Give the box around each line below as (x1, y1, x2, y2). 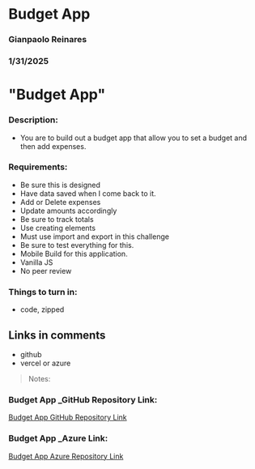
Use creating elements (19, 223, 96, 232)
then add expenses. (19, 141, 87, 151)
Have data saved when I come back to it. (19, 188, 156, 198)
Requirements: (8, 161, 68, 173)
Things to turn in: (8, 286, 78, 297)
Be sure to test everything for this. (19, 240, 134, 249)
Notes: (28, 373, 51, 383)
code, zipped (19, 305, 65, 314)
